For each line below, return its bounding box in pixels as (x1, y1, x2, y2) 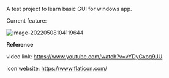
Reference (6, 41, 34, 48)
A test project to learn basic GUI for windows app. (6, 6, 133, 12)
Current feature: (6, 17, 47, 24)
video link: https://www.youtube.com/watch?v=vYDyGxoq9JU (6, 53, 163, 60)
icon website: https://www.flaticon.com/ (6, 64, 107, 72)
